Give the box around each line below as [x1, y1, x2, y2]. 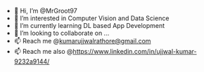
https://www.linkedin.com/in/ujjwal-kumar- [72, 48, 197, 55]
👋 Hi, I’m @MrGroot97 [13, 7, 77, 15]
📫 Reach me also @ [13, 48, 73, 55]
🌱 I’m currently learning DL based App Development [13, 22, 165, 29]
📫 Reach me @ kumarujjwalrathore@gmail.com [13, 37, 151, 45]
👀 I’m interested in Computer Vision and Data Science [13, 14, 170, 22]
